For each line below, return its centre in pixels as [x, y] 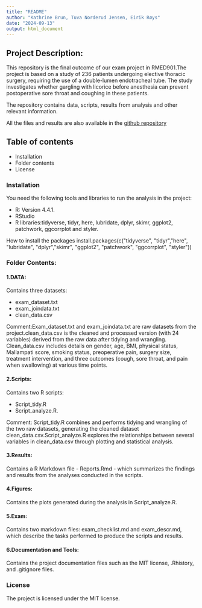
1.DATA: [16, 277]
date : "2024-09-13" [31, 23]
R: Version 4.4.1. [35, 210]
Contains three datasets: [37, 291]
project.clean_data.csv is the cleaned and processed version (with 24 [93, 333]
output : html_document [35, 29]
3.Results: [19, 455]
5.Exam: [17, 516]
